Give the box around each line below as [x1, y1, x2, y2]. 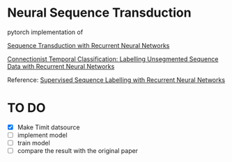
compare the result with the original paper [17, 147, 138, 155]
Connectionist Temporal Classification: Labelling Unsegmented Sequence [7, 54, 219, 63]
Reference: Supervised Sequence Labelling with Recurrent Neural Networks [7, 75, 225, 84]
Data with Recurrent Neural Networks [7, 62, 115, 70]
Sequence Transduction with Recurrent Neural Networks [7, 41, 170, 49]
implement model [17, 131, 68, 139]
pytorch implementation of [7, 28, 84, 36]
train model [17, 139, 50, 147]
